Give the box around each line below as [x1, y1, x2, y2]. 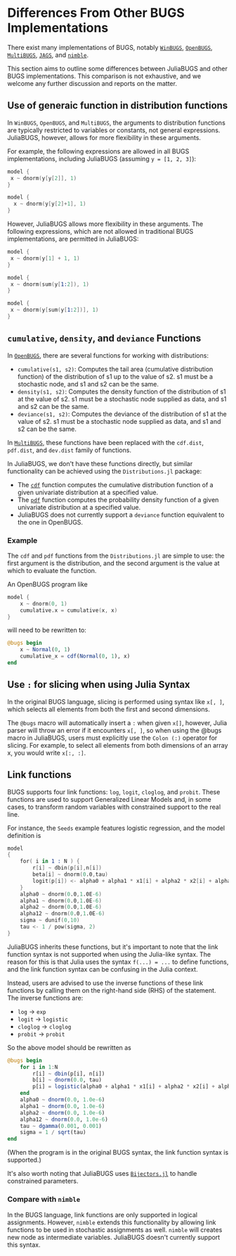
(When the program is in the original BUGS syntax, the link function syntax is [7, 1148, 229, 1157]
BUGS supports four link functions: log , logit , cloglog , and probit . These [7, 787, 221, 796]
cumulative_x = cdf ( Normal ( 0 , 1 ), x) [20, 653, 131, 660]
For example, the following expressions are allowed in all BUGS [7, 146, 190, 156]
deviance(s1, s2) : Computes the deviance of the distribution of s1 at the [17, 410, 227, 418]
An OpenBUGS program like [7, 579, 88, 589]
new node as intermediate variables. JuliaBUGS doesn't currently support [7, 1233, 221, 1241]
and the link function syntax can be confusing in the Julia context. [7, 965, 198, 973]
